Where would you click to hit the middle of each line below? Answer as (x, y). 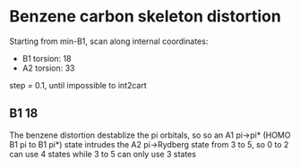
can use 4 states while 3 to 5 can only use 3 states (103, 154)
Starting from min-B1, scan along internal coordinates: (109, 41)
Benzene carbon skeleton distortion (146, 17)
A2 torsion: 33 (48, 68)
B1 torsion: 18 (47, 58)
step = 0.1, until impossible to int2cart (78, 85)
